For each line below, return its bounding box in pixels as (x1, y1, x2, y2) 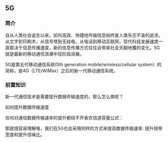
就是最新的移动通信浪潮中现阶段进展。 (5, 51, 84, 57)
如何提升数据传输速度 (5, 104, 49, 110)
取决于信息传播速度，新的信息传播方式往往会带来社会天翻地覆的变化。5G (9, 44, 160, 50)
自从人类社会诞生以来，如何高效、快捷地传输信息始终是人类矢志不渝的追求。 (5, 32, 163, 38)
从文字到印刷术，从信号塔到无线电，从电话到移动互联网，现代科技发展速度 (5, 38, 158, 44)
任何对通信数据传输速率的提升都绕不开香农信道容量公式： (5, 115, 123, 121)
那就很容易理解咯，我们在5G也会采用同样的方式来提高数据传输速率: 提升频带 (5, 125, 162, 131)
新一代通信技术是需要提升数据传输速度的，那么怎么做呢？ (5, 93, 123, 99)
